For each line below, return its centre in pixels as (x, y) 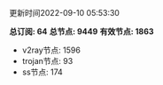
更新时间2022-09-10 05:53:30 (64, 13)
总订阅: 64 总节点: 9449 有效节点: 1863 (81, 32)
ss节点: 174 (43, 72)
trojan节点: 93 (47, 61)
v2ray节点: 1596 (51, 50)
